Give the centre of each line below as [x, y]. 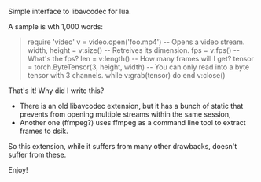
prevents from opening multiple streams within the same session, [125, 114]
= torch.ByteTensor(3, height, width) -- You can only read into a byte [138, 67]
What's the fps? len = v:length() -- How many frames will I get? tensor [140, 59]
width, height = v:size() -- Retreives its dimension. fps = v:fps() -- [133, 50]
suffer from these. [37, 154]
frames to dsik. [44, 131]
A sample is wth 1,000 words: [56, 26]
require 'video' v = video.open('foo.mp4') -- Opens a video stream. [136, 42]
